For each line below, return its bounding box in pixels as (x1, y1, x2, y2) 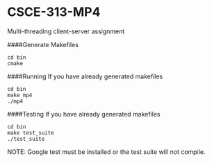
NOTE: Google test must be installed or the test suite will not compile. (7, 147, 206, 156)
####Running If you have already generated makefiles (7, 72, 163, 80)
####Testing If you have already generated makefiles (7, 110, 161, 118)
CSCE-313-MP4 (7, 4, 101, 20)
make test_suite (7, 129, 54, 136)
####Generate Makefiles (7, 40, 79, 49)
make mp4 (7, 92, 33, 98)
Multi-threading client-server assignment (7, 27, 125, 35)
